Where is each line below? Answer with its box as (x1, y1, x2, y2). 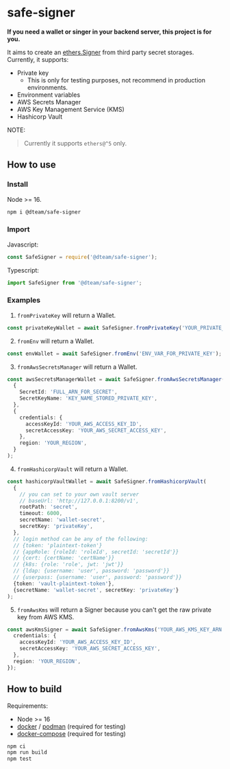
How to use (7, 159, 56, 171)
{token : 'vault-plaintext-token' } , (13, 580, 115, 587)
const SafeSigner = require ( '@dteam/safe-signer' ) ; (7, 253, 157, 260)
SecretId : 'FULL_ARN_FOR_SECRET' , (19, 389, 118, 395)
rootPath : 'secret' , (19, 503, 78, 511)
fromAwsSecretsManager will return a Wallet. (16, 363, 138, 371)
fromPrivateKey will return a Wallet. (16, 311, 116, 319)
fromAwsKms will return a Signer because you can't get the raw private (16, 606, 212, 614)
